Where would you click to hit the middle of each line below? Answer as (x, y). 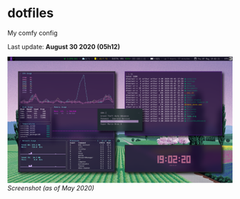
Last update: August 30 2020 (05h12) (64, 46)
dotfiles (31, 13)
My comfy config (32, 33)
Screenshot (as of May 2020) (51, 188)
